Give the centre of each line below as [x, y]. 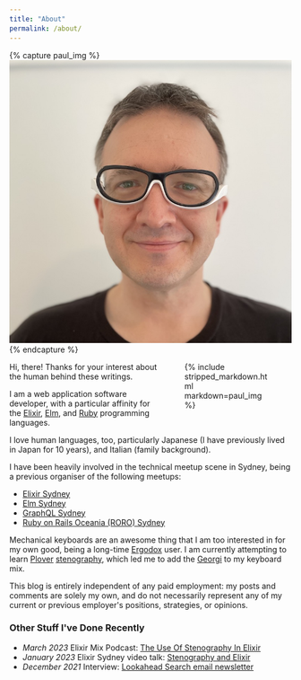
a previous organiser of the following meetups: [95, 476]
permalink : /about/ [46, 28]
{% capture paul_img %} [55, 55]
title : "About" [38, 19]
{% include [205, 366]
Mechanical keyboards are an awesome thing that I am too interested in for [147, 540]
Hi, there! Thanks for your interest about [83, 366]
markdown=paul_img [223, 395]
